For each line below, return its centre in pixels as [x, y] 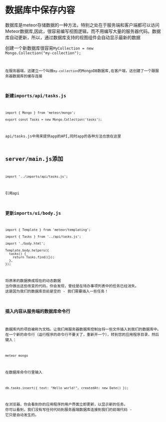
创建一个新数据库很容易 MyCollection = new [49, 48]
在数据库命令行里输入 [24, 372]
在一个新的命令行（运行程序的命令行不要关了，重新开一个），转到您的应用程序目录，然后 [82, 335]
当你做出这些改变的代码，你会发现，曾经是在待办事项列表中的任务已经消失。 [72, 286]
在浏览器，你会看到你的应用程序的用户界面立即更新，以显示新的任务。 [67, 405]
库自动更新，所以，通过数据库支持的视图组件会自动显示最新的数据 [73, 37]
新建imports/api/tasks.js [36, 96]
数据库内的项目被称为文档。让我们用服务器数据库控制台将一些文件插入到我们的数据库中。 [83, 329]
